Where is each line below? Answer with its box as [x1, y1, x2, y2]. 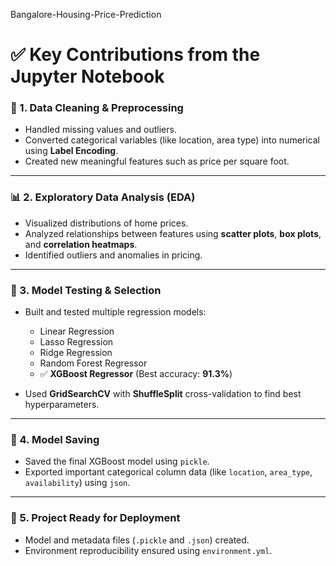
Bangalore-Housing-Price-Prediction [10, 9, 162, 20]
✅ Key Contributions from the [10, 44, 261, 66]
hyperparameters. [24, 399, 100, 411]
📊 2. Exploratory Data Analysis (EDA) [10, 190, 196, 204]
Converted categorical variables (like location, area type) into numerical [24, 134, 321, 146]
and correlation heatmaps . [24, 238, 138, 250]
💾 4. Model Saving [10, 433, 100, 446]
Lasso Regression [39, 336, 114, 348]
